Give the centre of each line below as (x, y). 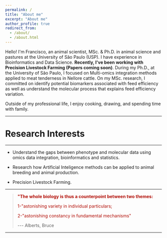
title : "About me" (24, 14)
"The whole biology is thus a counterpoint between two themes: (85, 196)
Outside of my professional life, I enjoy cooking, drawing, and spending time (83, 104)
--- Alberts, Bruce (36, 225)
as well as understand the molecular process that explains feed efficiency (81, 89)
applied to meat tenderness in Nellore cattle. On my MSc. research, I (75, 78)
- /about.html (24, 38)
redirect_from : (21, 28)
